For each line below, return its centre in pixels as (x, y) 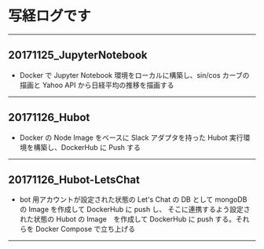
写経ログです (50, 16)
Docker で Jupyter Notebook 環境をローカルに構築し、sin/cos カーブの (134, 75)
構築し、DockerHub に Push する (87, 147)
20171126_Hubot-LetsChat (74, 179)
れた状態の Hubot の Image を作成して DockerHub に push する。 (128, 219)
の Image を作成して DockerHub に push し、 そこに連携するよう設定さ (135, 210)
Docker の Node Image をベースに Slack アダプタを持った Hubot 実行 (131, 137)
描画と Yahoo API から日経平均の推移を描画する (97, 85)
